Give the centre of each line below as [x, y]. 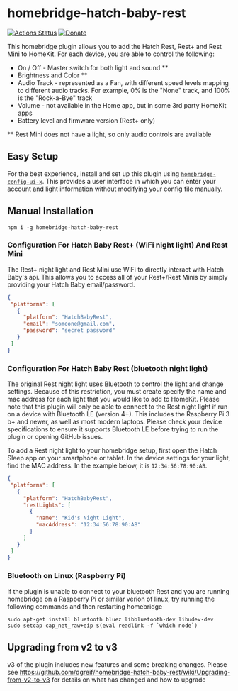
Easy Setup [33, 156]
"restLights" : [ [47, 505]
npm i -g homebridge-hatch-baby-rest [63, 227]
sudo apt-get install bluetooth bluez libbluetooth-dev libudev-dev [110, 619]
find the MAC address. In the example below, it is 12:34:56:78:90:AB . [107, 465]
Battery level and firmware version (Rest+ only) [86, 120]
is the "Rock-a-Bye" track [55, 98]
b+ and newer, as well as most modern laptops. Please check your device [115, 422]
